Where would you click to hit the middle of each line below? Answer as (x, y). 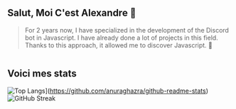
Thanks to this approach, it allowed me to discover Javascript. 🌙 (119, 45)
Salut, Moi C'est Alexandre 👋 (72, 13)
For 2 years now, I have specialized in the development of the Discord (127, 30)
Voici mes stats (42, 74)
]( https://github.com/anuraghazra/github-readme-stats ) (127, 91)
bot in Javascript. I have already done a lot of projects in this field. (121, 38)
